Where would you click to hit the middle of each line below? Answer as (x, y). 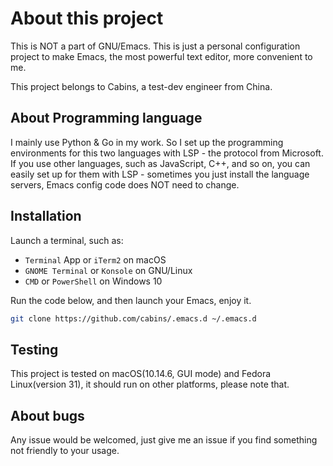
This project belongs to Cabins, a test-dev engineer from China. (141, 86)
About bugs (47, 415)
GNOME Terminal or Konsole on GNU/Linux (108, 270)
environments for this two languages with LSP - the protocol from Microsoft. (167, 153)
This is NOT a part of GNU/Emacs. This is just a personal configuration (155, 46)
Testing (34, 349)
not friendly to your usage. (65, 451)
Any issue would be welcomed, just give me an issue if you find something (164, 440)
